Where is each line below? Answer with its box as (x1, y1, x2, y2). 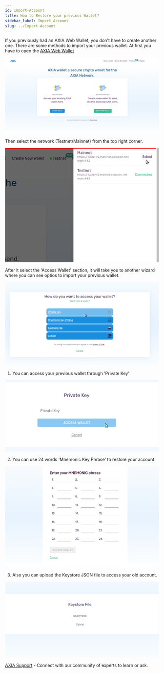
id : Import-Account (5, 8, 45, 13)
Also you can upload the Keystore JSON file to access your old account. (12, 572, 157, 578)
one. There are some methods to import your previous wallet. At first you (5, 43, 151, 49)
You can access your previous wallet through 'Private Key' (12, 371, 130, 376)
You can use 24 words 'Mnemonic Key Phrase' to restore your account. (12, 456, 156, 463)
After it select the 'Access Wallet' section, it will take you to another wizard (5, 267, 155, 273)
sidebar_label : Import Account (5, 18, 69, 23)
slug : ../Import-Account (5, 24, 56, 28)
